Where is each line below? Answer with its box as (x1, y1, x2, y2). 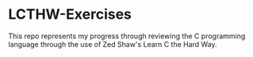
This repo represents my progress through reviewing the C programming (8, 31, 246, 41)
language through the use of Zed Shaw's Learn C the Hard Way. (8, 39, 217, 48)
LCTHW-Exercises (8, 5, 132, 23)
